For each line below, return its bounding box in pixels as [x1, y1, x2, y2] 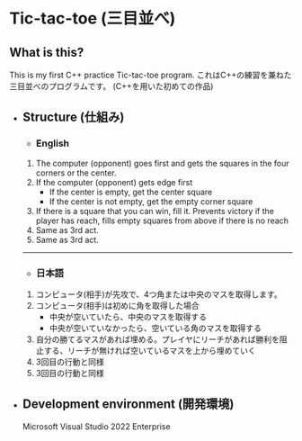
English [35, 137, 70, 149]
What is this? [9, 44, 84, 59]
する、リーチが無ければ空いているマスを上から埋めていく [43, 345, 256, 355]
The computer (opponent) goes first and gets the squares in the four [35, 157, 289, 168]
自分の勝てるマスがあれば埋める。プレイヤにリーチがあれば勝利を [35, 334, 280, 345]
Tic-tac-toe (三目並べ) [9, 8, 176, 29]
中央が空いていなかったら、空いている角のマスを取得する [49, 322, 262, 333]
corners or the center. [35, 167, 117, 178]
